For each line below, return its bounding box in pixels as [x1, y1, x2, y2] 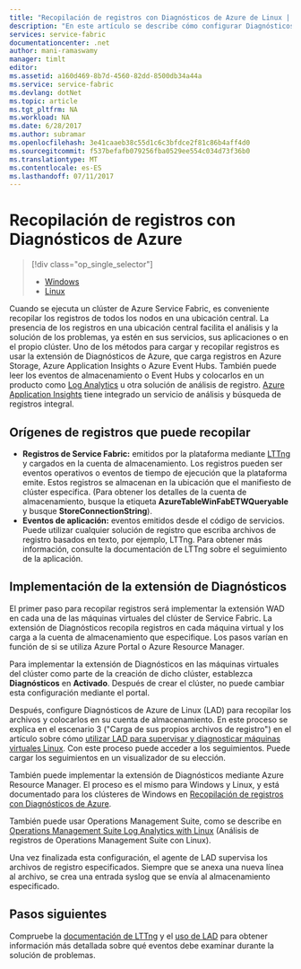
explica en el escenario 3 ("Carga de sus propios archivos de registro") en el [9, 723, 292, 734]
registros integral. [9, 398, 74, 409]
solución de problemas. [9, 949, 96, 960]
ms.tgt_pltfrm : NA [9, 105, 78, 114]
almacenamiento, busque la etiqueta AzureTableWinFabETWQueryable [21, 496, 289, 507]
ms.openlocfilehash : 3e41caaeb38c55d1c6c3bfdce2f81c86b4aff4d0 [9, 138, 251, 147]
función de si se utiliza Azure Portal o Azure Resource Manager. [9, 641, 245, 651]
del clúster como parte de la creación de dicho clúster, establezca [9, 668, 254, 678]
